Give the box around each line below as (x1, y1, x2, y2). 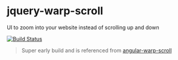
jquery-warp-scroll (7, 4, 103, 18)
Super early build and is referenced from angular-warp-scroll (21, 46, 172, 54)
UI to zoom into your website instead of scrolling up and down (7, 24, 159, 31)
